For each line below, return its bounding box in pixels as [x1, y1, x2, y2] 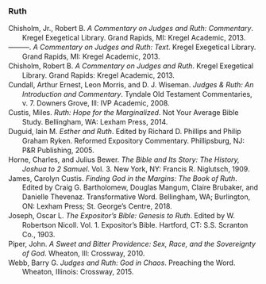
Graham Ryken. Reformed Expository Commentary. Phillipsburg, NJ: [22, 136, 245, 145]
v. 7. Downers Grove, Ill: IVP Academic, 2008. [22, 98, 170, 108]
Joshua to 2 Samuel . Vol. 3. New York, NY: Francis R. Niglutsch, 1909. [22, 164, 250, 174]
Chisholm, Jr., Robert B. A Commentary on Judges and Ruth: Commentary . [8, 24, 254, 33]
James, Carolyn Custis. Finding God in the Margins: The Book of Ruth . [8, 173, 238, 183]
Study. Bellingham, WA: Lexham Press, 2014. [22, 117, 168, 127]
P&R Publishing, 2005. [22, 145, 95, 155]
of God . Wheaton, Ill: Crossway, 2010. [22, 248, 145, 258]
